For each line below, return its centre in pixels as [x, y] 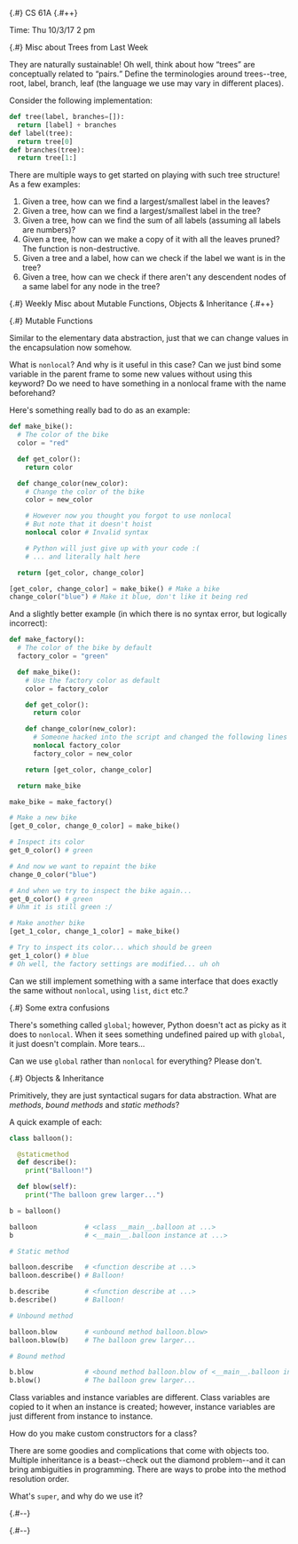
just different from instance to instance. [81, 1416]
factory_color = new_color [82, 754]
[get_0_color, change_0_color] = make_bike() [94, 826]
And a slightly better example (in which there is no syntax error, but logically [148, 614]
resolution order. [39, 1479]
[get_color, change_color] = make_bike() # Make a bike [114, 589]
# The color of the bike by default [85, 648]
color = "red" [43, 443]
